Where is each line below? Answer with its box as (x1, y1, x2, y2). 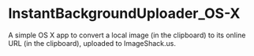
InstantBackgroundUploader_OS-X (8, 5, 241, 23)
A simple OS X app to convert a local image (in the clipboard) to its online (8, 30, 246, 40)
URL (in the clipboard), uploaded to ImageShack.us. (8, 38, 176, 47)
